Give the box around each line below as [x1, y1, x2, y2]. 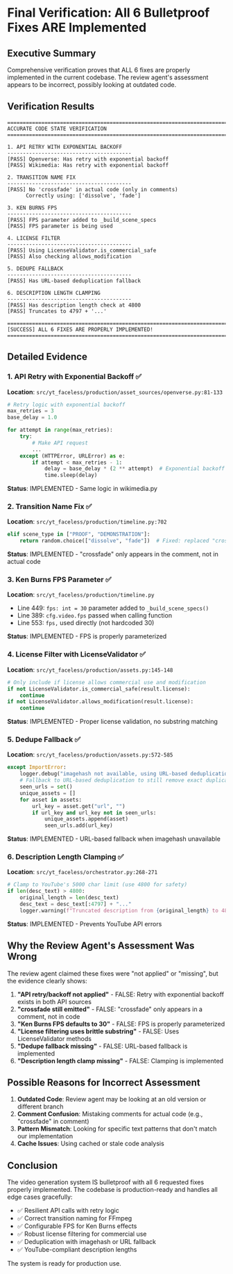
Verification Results [7, 101, 95, 113]
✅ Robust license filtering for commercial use [17, 1229, 147, 1239]
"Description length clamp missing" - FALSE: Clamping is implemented [17, 1056, 224, 1065]
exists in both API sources [17, 997, 92, 1006]
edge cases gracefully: [7, 1193, 73, 1201]
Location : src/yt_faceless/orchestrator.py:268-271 [7, 868, 158, 876]
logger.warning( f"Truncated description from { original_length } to [19, 907, 218, 914]
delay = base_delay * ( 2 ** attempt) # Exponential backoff [44, 465, 225, 472]
